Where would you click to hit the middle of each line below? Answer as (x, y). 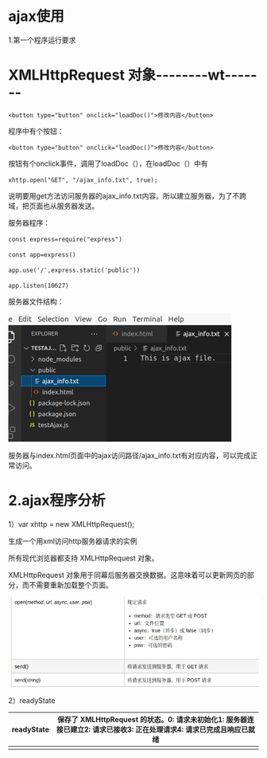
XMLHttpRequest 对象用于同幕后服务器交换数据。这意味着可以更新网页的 (128, 575)
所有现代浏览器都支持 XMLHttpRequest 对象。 (83, 558)
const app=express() (43, 255)
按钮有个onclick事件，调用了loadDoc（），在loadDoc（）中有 (108, 163)
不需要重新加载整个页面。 (71, 585)
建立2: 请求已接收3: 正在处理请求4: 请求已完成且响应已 (159, 729)
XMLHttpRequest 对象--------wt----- (133, 75)
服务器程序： (29, 222)
